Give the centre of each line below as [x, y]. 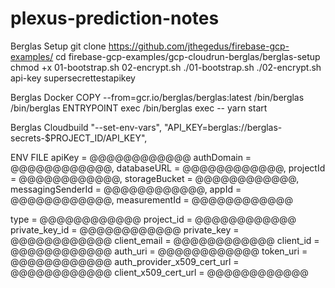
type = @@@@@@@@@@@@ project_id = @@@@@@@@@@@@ [153, 219]
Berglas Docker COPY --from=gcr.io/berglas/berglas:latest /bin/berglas [157, 97]
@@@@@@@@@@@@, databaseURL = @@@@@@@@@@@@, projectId [168, 168]
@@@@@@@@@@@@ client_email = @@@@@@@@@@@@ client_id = [165, 240]
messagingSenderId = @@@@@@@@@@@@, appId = [126, 189]
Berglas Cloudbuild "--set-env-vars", [86, 127]
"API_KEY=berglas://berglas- [223, 127]
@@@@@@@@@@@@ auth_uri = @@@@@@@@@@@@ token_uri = [159, 251]
